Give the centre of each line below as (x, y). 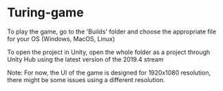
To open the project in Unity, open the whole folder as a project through (109, 52)
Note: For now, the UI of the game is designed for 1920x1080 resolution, (109, 73)
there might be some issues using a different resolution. (86, 79)
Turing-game (45, 13)
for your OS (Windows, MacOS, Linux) (61, 38)
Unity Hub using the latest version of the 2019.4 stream (85, 59)
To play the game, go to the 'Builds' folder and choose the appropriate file (112, 31)
